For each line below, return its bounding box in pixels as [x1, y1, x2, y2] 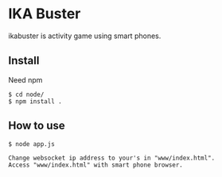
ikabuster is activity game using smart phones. [8, 31, 162, 40]
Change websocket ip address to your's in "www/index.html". [8, 154, 216, 162]
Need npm [8, 75, 43, 84]
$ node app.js [8, 140, 56, 148]
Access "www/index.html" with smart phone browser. [8, 160, 183, 169]
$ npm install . [8, 97, 62, 106]
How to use [8, 119, 65, 133]
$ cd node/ [8, 90, 45, 98]
